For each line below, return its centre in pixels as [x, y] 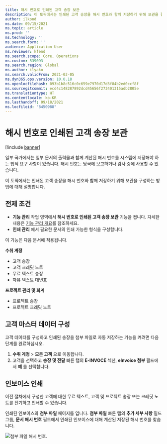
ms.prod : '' [17, 33]
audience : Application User [34, 47]
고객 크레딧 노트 [28, 267]
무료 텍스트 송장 [28, 273]
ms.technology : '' [24, 38]
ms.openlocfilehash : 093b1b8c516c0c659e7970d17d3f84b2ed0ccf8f [72, 84]
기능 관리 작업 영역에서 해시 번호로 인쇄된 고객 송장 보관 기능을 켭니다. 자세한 [86, 217]
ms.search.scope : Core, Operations [42, 56]
